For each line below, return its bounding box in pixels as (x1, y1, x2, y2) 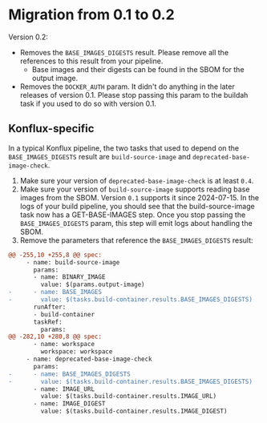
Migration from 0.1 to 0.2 (8, 6, 175, 24)
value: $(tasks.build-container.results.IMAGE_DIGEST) (40, 407, 228, 416)
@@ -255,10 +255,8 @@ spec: (8, 251, 103, 259)
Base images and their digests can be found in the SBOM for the (31, 64, 245, 74)
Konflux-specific (8, 122, 95, 135)
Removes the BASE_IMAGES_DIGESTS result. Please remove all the (19, 47, 229, 57)
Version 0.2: (8, 32, 48, 42)
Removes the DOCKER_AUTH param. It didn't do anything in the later (19, 82, 235, 91)
